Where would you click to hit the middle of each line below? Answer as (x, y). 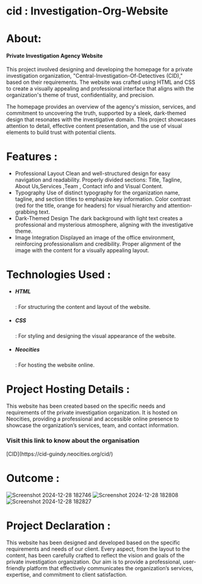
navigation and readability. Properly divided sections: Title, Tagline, (98, 180)
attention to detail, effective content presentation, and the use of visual (94, 125)
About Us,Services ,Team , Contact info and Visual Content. (89, 186)
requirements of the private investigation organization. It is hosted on (92, 412)
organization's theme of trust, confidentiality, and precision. (80, 95)
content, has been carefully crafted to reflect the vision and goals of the (96, 555)
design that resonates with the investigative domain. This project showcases (101, 119)
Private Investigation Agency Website (55, 56)
